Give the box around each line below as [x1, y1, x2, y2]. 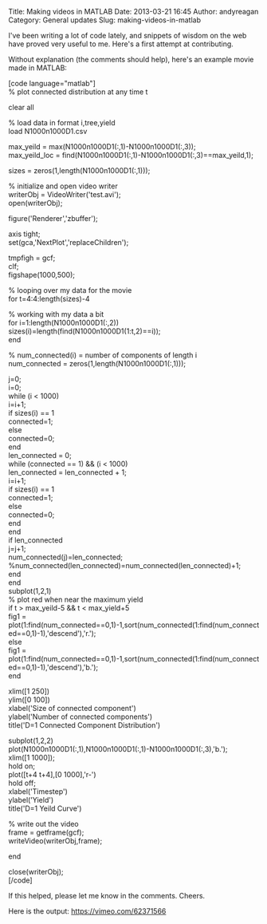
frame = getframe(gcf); [8, 827, 84, 837]
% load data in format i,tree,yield [8, 118, 116, 127]
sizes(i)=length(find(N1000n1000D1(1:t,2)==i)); [8, 326, 161, 336]
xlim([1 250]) [8, 686, 50, 696]
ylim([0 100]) [8, 695, 50, 705]
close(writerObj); [8, 867, 64, 876]
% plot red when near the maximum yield [8, 594, 143, 604]
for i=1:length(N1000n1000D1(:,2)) [8, 318, 120, 327]
